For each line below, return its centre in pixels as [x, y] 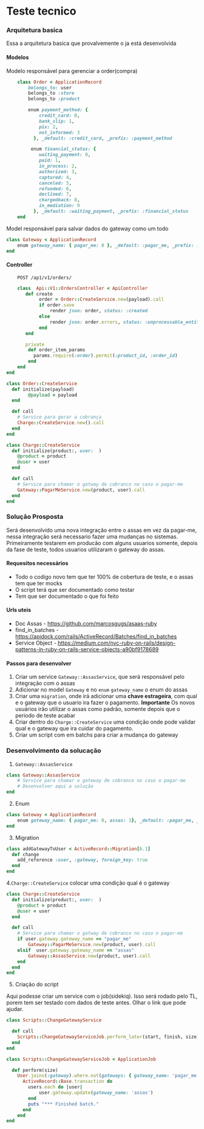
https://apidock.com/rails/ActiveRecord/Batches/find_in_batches [96, 637]
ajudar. [15, 1009]
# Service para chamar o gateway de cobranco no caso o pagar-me [102, 781]
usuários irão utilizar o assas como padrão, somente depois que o [97, 709]
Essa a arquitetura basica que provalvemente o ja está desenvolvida [91, 43]
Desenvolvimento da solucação [54, 750]
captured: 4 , [55, 177]
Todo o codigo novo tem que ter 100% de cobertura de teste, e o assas [104, 577]
